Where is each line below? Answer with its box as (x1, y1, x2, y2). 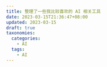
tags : (11, 47, 25, 52)
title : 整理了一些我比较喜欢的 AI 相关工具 (6, 8, 101, 15)
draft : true (6, 24, 35, 31)
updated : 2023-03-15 (6, 19, 57, 25)
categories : (11, 36, 41, 41)
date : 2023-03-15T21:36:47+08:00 (6, 14, 88, 20)
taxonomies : (6, 30, 35, 36)
